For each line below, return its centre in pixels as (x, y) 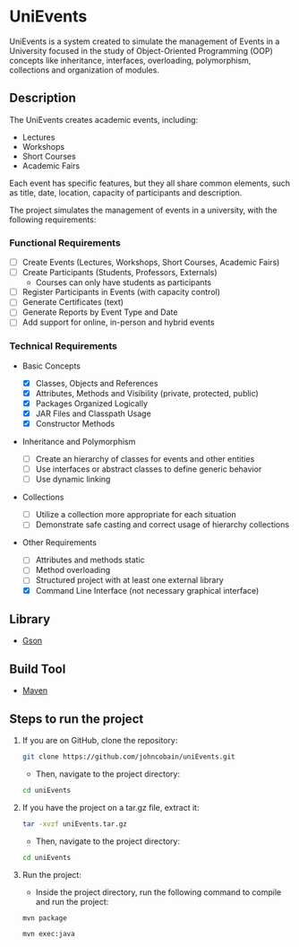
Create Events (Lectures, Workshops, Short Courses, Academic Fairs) (151, 263)
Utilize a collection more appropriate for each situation (136, 515)
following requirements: (53, 219)
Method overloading (73, 570)
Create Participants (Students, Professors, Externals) (120, 273)
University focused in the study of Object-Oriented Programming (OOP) (141, 50)
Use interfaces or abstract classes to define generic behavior (149, 469)
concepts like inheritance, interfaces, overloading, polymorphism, (130, 60)
